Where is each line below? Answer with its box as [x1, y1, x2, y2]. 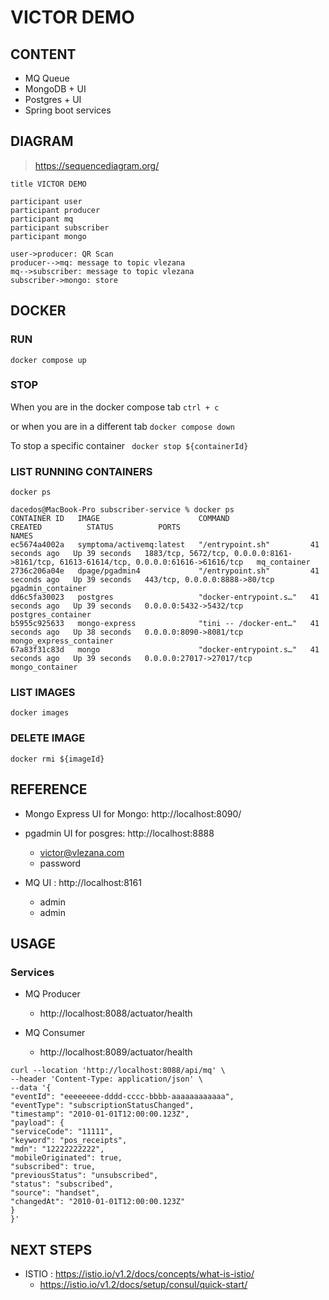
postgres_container [10, 610, 92, 620]
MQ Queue [24, 72, 70, 84]
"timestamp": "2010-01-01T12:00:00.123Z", [10, 1109, 190, 1120]
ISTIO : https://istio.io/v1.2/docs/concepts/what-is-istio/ [24, 1268, 255, 1280]
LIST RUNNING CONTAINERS [10, 464, 153, 478]
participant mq [10, 214, 74, 224]
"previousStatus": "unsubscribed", [10, 1171, 159, 1181]
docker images [10, 708, 70, 718]
